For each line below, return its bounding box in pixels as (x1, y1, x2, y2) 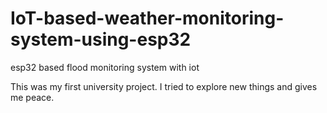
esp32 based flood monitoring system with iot (10, 61, 200, 73)
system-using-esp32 (10, 28, 192, 51)
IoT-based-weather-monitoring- (10, 7, 285, 30)
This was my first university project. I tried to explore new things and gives (10, 80, 318, 92)
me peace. (10, 91, 55, 103)
